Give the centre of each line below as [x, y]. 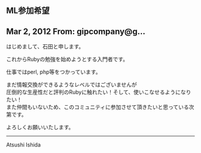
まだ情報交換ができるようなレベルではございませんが [72, 85]
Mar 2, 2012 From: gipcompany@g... [76, 31]
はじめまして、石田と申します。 [45, 47]
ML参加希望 [28, 11]
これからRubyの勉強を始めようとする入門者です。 [67, 59]
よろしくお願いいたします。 [40, 127]
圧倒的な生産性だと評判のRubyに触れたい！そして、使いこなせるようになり [99, 92]
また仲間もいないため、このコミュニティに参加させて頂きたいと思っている [98, 107]
